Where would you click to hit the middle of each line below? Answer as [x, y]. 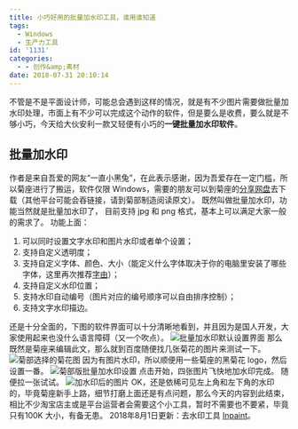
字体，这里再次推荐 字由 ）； [71, 274]
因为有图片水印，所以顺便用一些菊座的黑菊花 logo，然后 [184, 360]
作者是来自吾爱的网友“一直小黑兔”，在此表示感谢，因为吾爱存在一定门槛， [145, 178]
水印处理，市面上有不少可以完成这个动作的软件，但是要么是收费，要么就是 [145, 113]
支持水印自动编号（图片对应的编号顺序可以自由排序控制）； [129, 296]
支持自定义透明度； [57, 252]
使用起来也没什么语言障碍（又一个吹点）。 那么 [149, 338]
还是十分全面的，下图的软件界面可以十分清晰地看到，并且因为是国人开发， [145, 326]
